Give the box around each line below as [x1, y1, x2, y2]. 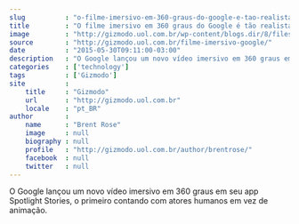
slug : [9, 12, 69, 22]
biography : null [25, 137, 90, 146]
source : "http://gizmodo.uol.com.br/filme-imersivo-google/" [9, 37, 273, 47]
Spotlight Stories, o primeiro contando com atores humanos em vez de [9, 196, 269, 206]
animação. [9, 205, 48, 216]
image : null [25, 129, 90, 138]
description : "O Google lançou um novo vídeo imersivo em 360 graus [9, 54, 280, 63]
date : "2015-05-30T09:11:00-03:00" [9, 46, 181, 55]
